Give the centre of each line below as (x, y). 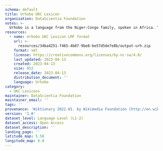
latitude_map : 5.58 (25, 136)
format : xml (26, 50)
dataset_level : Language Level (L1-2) (44, 118)
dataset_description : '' (30, 127)
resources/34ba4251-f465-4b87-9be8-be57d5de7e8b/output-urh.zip (84, 46)
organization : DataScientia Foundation (45, 19)
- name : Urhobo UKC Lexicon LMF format (50, 37)
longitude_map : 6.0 (25, 141)
